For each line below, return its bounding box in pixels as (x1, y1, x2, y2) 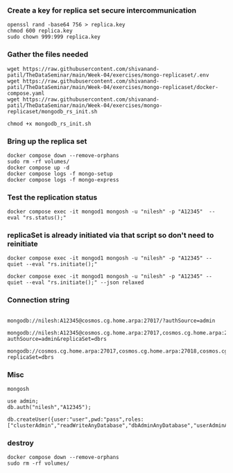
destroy (7, 438, 35, 447)
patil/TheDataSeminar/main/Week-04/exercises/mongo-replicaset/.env (7, 72, 209, 79)
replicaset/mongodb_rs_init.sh (7, 108, 98, 115)
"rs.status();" (22, 214, 67, 221)
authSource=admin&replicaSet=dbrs (7, 335, 107, 342)
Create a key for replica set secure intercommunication (7, 6, 197, 15)
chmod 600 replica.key (7, 27, 73, 35)
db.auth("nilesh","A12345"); (7, 404, 92, 411)
